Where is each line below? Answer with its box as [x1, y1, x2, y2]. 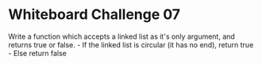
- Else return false [8, 48, 67, 58]
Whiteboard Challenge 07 [8, 6, 181, 24]
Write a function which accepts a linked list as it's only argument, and [8, 32, 236, 41]
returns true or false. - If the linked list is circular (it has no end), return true [8, 40, 254, 49]
